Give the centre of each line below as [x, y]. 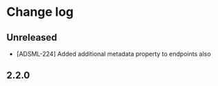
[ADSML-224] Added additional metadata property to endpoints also [113, 54]
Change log [40, 12]
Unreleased [32, 37]
